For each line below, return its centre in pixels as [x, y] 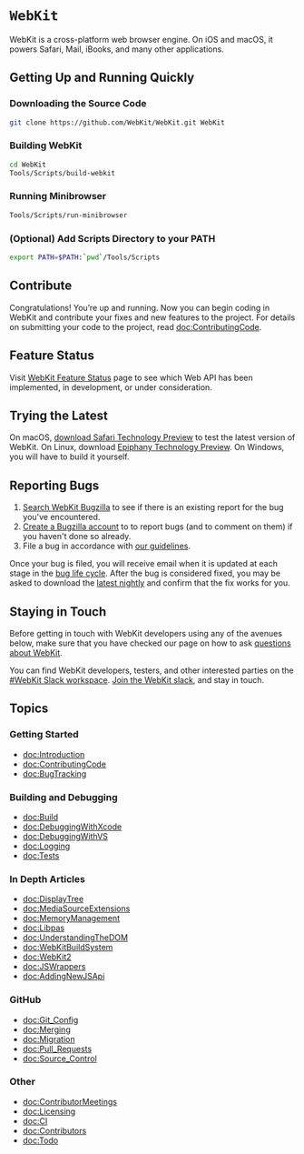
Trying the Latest [59, 415]
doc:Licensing [49, 1111]
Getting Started [44, 735]
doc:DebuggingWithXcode [72, 827]
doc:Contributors [54, 1130]
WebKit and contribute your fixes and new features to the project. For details [152, 317]
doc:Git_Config [50, 1019]
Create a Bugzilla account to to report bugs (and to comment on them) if [157, 527]
